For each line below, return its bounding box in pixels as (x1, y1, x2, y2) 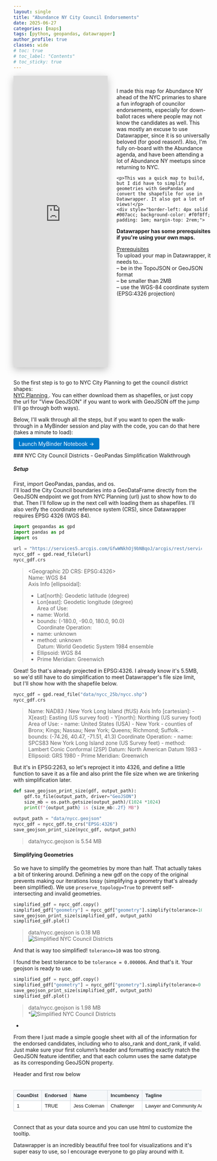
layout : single (13, 8, 51, 15)
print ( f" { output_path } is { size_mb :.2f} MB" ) (24, 805, 140, 811)
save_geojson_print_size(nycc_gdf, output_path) (13, 827, 137, 833)
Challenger (111, 1102, 135, 1109)
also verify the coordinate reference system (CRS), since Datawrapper (13, 506, 187, 513)
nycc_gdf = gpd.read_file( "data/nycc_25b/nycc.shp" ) (13, 691, 148, 697)
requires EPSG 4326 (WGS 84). (13, 512, 91, 519)
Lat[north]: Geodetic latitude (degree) (36, 592, 130, 599)
